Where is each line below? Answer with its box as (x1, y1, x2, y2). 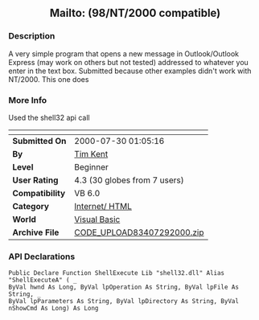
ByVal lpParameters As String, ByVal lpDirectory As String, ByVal (8, 297, 240, 306)
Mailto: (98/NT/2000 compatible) (49, 6, 221, 20)
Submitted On (12, 135, 67, 146)
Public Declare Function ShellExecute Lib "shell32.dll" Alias (8, 269, 225, 277)
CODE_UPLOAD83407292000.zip (74, 227, 204, 238)
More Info (8, 94, 47, 105)
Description (8, 31, 55, 42)
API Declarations (8, 251, 76, 262)
